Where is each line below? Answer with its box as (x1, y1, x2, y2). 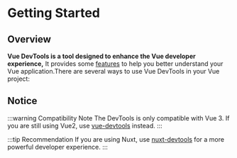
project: (7, 74, 31, 83)
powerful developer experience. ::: (7, 142, 108, 151)
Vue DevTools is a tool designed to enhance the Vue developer (7, 52, 197, 60)
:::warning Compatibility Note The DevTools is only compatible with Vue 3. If (7, 113, 230, 122)
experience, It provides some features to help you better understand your (7, 60, 224, 68)
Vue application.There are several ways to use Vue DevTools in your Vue (7, 67, 220, 75)
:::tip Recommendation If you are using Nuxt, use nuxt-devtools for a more (7, 135, 225, 143)
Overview (7, 33, 52, 45)
